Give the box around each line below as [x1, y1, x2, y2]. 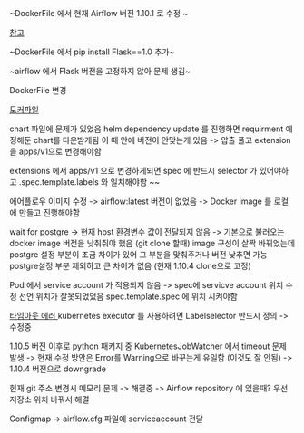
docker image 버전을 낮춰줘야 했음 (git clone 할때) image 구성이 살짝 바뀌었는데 [9, 238, 296, 248]
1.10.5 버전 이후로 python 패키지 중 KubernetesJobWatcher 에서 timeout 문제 [9, 341, 288, 351]
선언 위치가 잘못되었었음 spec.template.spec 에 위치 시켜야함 [18, 291, 238, 302]
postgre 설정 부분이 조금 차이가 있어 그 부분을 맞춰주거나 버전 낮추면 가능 [9, 249, 268, 260]
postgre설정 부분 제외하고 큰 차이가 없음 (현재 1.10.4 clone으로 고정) [9, 261, 251, 271]
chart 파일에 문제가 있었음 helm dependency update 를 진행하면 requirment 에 [9, 123, 293, 134]
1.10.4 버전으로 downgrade [9, 363, 107, 374]
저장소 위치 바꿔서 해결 [9, 394, 90, 405]
